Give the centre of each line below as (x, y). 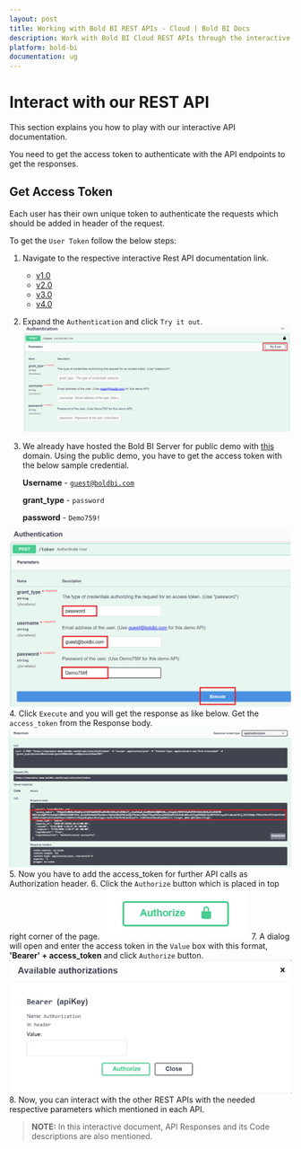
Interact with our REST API (109, 102)
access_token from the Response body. (81, 723)
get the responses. (44, 164)
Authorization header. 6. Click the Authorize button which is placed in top (144, 883)
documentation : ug (43, 57)
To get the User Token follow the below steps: (93, 240)
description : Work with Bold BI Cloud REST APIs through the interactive (150, 38)
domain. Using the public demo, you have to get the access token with (152, 455)
